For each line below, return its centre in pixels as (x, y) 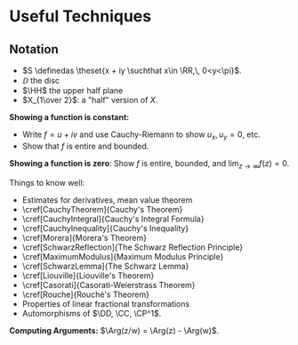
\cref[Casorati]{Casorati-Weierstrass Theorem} (109, 285)
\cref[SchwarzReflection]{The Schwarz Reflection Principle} (132, 247)
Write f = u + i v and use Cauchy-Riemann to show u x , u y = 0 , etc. (141, 135)
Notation (34, 49)
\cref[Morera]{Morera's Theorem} (84, 237)
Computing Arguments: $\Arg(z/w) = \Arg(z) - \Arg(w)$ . (114, 330)
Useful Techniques (81, 16)
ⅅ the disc (41, 80)
